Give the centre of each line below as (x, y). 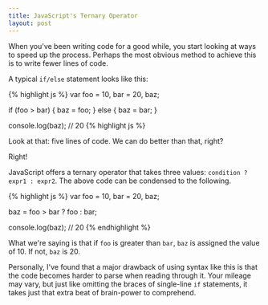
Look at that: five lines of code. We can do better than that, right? (116, 140)
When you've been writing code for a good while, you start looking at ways (132, 46)
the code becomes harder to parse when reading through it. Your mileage (130, 275)
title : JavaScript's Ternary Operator (73, 16)
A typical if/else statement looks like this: (78, 79)
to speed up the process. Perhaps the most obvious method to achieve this (132, 55)
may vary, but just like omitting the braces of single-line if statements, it (128, 284)
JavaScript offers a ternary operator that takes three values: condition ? (128, 172)
